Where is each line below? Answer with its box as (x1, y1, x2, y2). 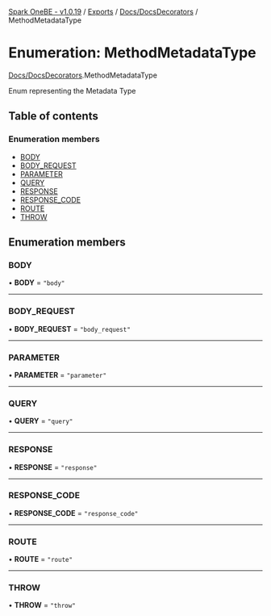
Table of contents (8, 109, 98, 124)
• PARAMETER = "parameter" (8, 370, 107, 379)
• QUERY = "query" (8, 416, 73, 426)
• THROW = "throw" (8, 601, 77, 610)
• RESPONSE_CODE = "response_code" (8, 508, 139, 518)
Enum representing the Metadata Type (8, 86, 136, 95)
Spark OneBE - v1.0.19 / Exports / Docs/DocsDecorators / (8, 7, 198, 16)
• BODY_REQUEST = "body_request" (8, 324, 131, 333)
